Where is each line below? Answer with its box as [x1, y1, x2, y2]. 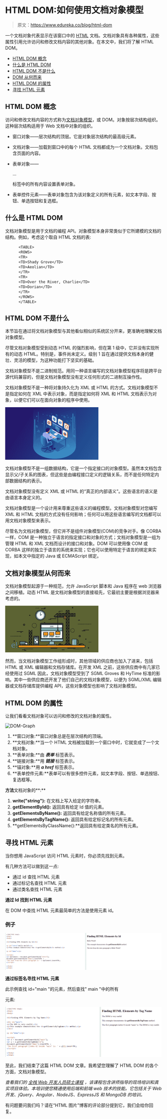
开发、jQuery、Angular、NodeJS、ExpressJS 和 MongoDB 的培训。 [5, 1092, 145, 1098]
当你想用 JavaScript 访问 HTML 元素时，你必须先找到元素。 [5, 853, 127, 859]
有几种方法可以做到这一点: [5, 863, 59, 869]
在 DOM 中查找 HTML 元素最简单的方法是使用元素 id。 [5, 907, 117, 913]
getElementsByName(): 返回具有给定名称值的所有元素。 [12, 810, 129, 816]
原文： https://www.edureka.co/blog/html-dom [17, 22, 113, 28]
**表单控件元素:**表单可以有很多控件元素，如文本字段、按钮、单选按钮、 [12, 771, 162, 776]
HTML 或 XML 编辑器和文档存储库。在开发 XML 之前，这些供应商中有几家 [5, 664, 156, 670]
